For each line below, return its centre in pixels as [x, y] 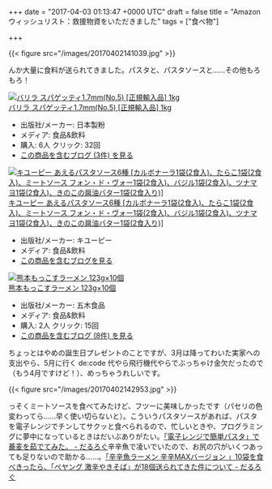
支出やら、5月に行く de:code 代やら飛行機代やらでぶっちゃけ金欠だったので [136, 363]
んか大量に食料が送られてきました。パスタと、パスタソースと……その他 [127, 70]
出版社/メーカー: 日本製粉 [62, 124]
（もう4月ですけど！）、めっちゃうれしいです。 [86, 373]
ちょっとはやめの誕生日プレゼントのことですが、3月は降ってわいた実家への [134, 353]
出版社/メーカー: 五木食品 [62, 305]
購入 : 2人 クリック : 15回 [59, 325]
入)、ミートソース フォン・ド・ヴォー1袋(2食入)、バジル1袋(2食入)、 [122, 213]
